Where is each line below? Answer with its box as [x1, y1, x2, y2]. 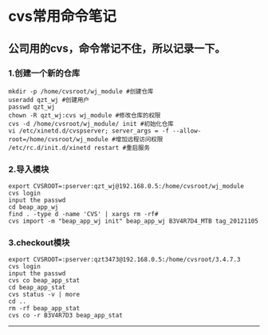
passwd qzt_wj [8, 103, 56, 111]
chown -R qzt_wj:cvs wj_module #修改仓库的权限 [8, 111, 161, 120]
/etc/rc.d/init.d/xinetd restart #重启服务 [8, 144, 150, 152]
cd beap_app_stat [8, 284, 66, 292]
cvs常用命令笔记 [8, 7, 117, 26]
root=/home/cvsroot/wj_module [8, 135, 109, 144]
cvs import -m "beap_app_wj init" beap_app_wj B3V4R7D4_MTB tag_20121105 [8, 217, 259, 226]
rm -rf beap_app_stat [8, 305, 81, 313]
